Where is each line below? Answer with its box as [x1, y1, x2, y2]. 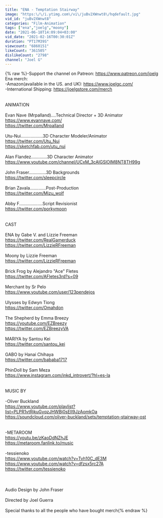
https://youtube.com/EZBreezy [5, 320, 67, 326]
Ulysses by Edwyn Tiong [5, 300, 55, 306]
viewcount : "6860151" [5, 44, 49, 48]
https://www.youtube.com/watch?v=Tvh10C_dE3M [5, 456, 107, 462]
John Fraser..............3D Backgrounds [5, 169, 80, 175]
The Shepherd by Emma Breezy [5, 315, 69, 321]
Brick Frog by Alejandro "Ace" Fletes [5, 268, 79, 274]
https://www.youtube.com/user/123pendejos [5, 289, 95, 295]
